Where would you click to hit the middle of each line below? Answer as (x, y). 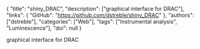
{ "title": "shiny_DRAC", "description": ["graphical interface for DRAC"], (95, 9)
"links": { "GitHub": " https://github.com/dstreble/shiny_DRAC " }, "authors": (100, 15)
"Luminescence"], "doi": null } (44, 28)
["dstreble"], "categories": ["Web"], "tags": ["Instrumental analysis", (92, 21)
